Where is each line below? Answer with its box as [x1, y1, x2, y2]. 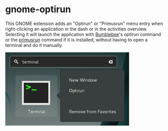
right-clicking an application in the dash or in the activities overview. [5, 25, 148, 32]
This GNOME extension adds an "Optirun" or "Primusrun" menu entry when [5, 20, 163, 27]
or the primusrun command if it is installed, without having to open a [5, 37, 148, 43]
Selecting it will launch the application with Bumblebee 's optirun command [5, 31, 161, 37]
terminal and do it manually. [5, 42, 63, 48]
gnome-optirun [5, 4, 71, 15]
